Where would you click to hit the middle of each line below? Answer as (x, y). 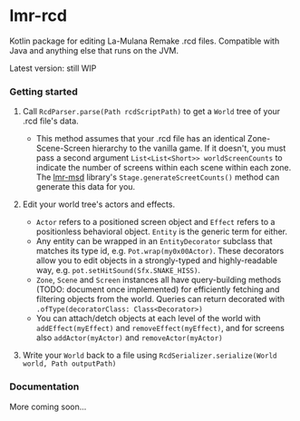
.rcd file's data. (50, 121)
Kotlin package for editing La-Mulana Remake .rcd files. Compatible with (145, 41)
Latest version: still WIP (53, 68)
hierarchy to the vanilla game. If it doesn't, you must (189, 148)
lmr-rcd (39, 16)
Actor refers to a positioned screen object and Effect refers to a (155, 222)
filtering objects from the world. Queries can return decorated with (160, 299)
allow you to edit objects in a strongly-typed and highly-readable (157, 260)
